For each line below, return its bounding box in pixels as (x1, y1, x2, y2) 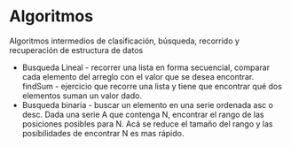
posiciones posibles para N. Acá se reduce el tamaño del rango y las (21, 118, 273, 129)
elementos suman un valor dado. (21, 90, 142, 101)
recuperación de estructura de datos (9, 44, 144, 55)
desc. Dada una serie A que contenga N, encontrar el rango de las (21, 109, 264, 120)
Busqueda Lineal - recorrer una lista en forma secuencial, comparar (21, 62, 271, 73)
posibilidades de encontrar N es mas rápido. (21, 128, 185, 138)
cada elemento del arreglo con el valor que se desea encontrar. (21, 71, 255, 81)
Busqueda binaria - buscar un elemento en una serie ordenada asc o (21, 99, 273, 110)
